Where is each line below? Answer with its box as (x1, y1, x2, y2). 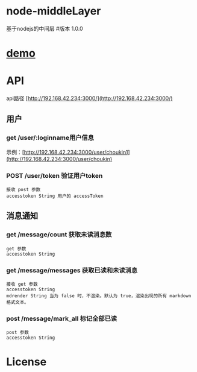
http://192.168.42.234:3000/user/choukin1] (23, 148, 131, 156)
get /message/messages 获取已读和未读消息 (6, 266, 138, 274)
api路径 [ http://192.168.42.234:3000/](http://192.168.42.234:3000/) (6, 95, 173, 102)
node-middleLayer (6, 4, 101, 18)
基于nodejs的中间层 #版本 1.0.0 (6, 25, 83, 32)
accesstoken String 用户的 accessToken (6, 193, 104, 200)
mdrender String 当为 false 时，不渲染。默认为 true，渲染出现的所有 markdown (6, 293, 192, 299)
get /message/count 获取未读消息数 (6, 230, 112, 239)
